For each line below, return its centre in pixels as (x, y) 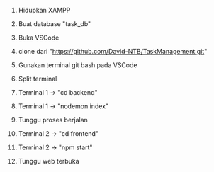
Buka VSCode (39, 38)
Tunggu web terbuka (49, 161)
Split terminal (38, 79)
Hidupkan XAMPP (44, 10)
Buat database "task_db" (55, 24)
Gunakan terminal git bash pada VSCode (78, 65)
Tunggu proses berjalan (53, 120)
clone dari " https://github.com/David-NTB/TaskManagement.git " (113, 51)
